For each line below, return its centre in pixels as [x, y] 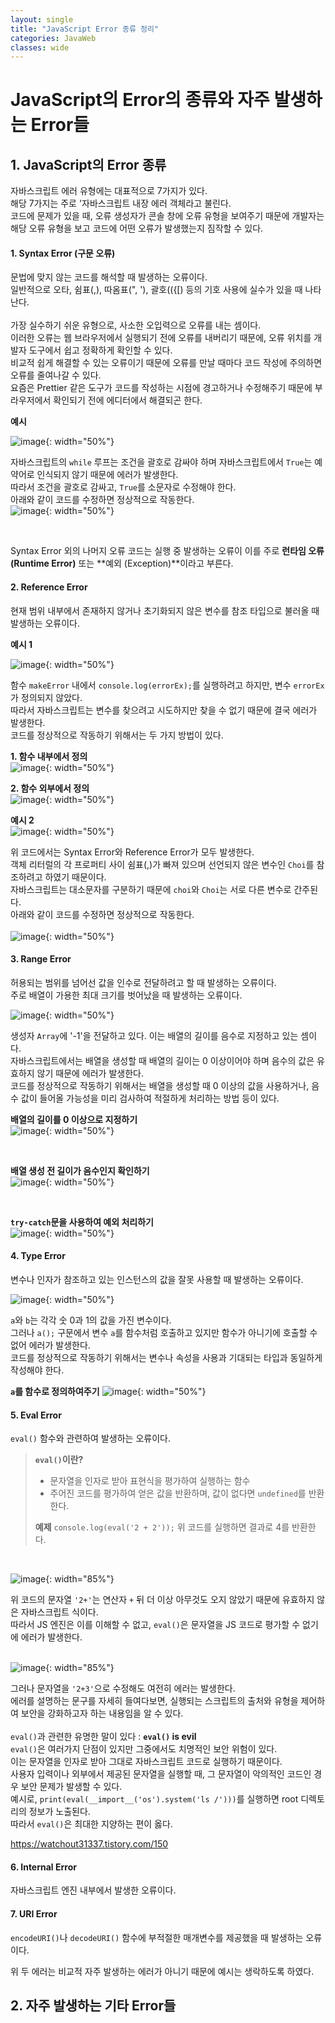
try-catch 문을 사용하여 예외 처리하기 [82, 1222]
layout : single [42, 19]
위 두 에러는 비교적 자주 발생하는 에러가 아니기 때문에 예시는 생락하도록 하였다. [162, 1971]
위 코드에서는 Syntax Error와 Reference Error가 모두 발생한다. [132, 852]
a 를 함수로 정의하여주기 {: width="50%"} [108, 1392]
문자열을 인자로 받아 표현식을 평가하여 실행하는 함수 [150, 1481]
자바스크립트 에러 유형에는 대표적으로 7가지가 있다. [109, 191]
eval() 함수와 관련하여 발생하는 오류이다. [90, 1438]
